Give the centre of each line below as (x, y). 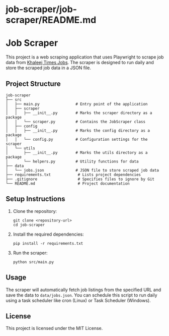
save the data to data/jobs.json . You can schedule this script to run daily (81, 295)
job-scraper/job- (41, 9)
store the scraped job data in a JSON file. (48, 68)
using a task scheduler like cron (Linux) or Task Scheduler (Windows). (78, 300)
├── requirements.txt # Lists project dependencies (73, 175)
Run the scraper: (30, 253)
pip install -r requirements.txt (48, 243)
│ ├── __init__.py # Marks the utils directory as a (77, 152)
